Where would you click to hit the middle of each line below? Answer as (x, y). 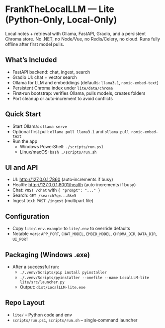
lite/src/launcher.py (42, 282)
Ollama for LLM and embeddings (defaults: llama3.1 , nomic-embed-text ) (85, 82)
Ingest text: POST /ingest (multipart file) (53, 201)
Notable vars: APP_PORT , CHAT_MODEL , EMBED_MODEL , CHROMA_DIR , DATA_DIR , (85, 234)
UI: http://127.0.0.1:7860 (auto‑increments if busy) (63, 179)
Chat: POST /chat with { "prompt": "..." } (56, 190)
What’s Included (31, 60)
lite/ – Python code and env (42, 315)
